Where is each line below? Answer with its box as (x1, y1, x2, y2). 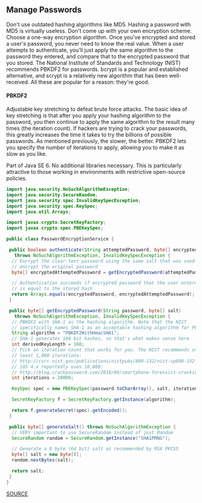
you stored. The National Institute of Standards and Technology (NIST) (6, 59, 181, 66)
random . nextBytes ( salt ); (11, 457, 74, 463)
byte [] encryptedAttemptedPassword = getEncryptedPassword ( (11, 269, 165, 276)
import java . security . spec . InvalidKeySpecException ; (6, 197, 141, 203)
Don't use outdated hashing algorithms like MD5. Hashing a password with (6, 20, 191, 28)
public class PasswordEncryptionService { (6, 236, 114, 242)
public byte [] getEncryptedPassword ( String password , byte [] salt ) (8, 307, 182, 313)
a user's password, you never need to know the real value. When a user (6, 40, 184, 47)
